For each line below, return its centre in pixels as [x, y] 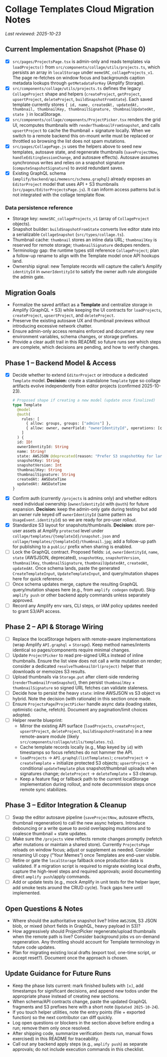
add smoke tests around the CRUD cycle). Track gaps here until [78, 888]
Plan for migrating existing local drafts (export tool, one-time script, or [84, 952]
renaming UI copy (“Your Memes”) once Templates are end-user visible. [86, 855]
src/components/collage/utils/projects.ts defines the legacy [77, 88]
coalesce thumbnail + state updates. [50, 833]
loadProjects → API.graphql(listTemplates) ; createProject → [84, 758]
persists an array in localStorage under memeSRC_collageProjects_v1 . [83, 72]
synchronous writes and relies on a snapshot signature [69, 163]
